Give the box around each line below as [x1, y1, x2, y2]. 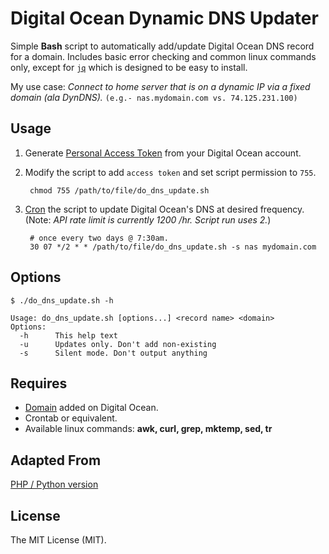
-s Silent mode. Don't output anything [19, 348, 208, 358]
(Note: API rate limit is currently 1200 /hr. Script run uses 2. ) [24, 213, 272, 226]
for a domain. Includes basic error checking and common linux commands [10, 50, 317, 62]
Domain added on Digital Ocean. [24, 402, 159, 414]
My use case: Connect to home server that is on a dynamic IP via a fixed [10, 80, 311, 92]
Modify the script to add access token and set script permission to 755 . [24, 166, 317, 178]
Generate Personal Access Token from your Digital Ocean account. [24, 147, 302, 159]
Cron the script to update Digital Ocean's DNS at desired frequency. [24, 203, 305, 215]
